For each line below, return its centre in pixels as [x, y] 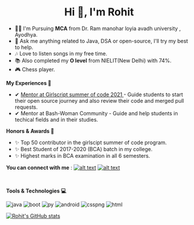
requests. [26, 107]
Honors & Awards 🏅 [30, 131]
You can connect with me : [39, 167]
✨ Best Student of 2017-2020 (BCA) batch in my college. [83, 149]
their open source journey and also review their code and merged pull [99, 100]
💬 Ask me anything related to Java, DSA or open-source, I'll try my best [101, 41]
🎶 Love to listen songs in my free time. [61, 53]
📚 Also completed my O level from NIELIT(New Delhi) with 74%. [93, 60]
